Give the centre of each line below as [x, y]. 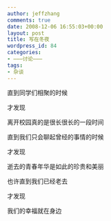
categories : [24, 53]
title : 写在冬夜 [28, 40]
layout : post [26, 33]
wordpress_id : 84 [32, 46]
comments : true [29, 20]
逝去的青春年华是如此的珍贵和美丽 [55, 166]
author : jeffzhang [33, 14]
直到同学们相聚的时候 [37, 92]
